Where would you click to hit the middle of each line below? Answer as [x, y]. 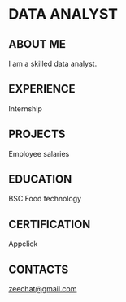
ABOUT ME [37, 44]
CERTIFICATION [50, 224]
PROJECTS [37, 134]
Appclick [23, 244]
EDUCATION [40, 179]
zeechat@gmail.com [43, 289]
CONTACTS [39, 269]
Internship [26, 108]
